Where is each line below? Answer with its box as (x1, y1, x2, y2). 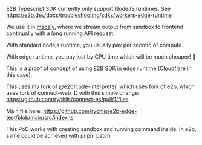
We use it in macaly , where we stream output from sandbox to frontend (6, 24, 183, 30)
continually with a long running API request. (6, 30, 115, 37)
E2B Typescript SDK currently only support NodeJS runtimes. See (6, 5, 171, 12)
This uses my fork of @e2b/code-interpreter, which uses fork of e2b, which (6, 83, 195, 90)
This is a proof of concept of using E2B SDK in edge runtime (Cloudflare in (6, 65, 192, 72)
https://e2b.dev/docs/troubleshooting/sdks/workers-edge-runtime (6, 11, 172, 19)
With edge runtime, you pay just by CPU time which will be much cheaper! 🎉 (6, 53, 197, 60)
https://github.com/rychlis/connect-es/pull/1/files (6, 96, 129, 103)
